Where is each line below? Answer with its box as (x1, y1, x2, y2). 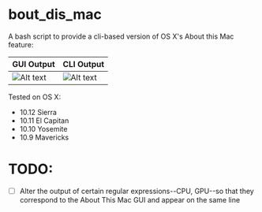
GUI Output (12, 58, 55, 69)
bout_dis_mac (8, 6, 103, 24)
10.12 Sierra (19, 107, 58, 117)
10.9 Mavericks (19, 132, 69, 142)
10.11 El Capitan (19, 116, 69, 125)
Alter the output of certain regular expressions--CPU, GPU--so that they (19, 186, 254, 195)
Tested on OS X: (8, 92, 62, 102)
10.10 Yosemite (19, 124, 68, 133)
